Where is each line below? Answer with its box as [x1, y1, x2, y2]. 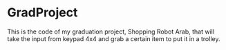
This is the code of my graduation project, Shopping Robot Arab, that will [7, 27, 215, 36]
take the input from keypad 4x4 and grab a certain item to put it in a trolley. [7, 34, 220, 42]
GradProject [7, 5, 78, 21]
